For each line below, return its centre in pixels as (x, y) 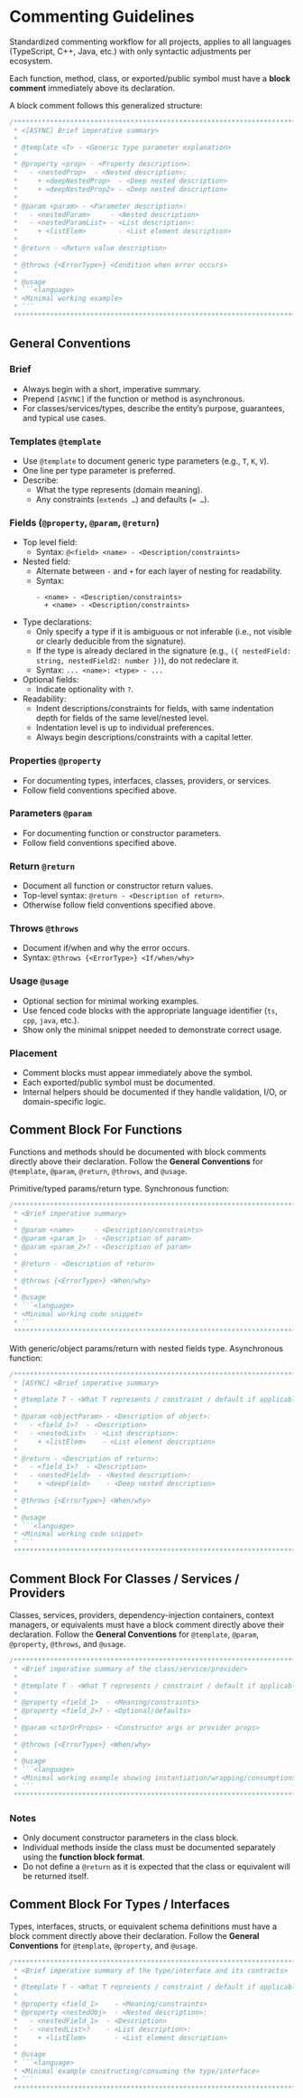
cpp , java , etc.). (50, 1020)
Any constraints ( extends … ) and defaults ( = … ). (123, 499)
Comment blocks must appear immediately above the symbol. (137, 1073)
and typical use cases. (64, 418)
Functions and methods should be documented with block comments (138, 1152)
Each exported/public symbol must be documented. (119, 1082)
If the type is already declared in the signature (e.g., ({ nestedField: (163, 651)
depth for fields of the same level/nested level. (122, 718)
